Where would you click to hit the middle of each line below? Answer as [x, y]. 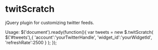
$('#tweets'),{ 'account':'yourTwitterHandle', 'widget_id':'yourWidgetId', [79, 37]
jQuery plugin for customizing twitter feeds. [50, 23]
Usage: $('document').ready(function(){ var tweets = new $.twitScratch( [79, 32]
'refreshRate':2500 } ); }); [31, 42]
